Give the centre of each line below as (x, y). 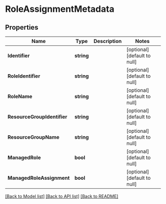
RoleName (20, 96)
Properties (22, 27)
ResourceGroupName (34, 137)
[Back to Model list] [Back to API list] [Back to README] (62, 196)
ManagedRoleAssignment (39, 178)
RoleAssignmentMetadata (60, 9)
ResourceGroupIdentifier (38, 117)
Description (108, 41)
